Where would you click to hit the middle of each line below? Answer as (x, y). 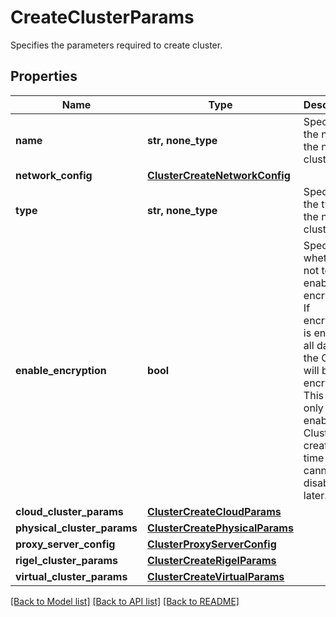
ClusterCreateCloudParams (214, 511)
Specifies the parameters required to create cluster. (116, 45)
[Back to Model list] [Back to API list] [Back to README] (125, 601)
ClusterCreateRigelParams (212, 560)
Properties (44, 76)
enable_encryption (61, 370)
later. (315, 495)
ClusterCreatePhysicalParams (220, 528)
